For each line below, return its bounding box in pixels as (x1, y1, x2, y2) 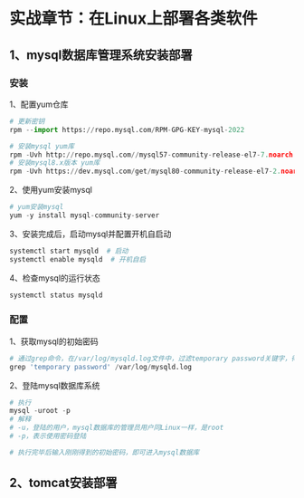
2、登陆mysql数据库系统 (9, 379, 100, 390)
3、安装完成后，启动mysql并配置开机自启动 (9, 228, 172, 239)
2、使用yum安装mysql (9, 185, 93, 196)
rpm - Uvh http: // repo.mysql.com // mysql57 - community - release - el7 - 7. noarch (9, 150, 294, 159)
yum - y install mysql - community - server (9, 211, 160, 220)
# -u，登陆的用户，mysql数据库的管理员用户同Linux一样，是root (9, 423, 224, 433)
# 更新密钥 (9, 117, 45, 126)
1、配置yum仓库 (9, 99, 70, 110)
